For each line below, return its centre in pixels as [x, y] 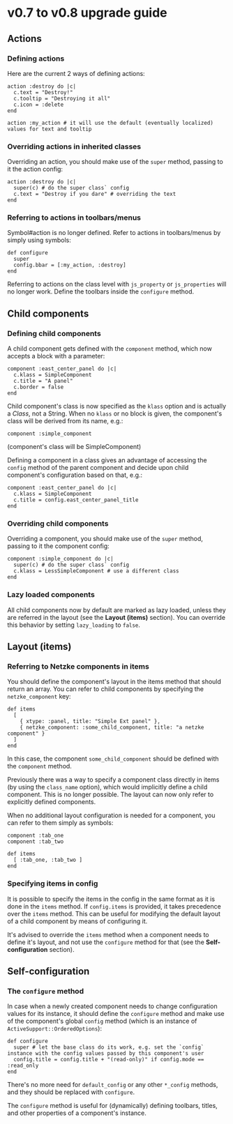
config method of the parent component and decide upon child [98, 468]
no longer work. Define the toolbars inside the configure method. [101, 291]
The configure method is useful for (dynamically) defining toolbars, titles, [112, 1106]
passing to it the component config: [58, 546]
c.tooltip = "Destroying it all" [62, 98]
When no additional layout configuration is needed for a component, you [111, 815]
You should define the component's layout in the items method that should [114, 682]
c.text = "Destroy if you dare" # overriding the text [95, 194]
